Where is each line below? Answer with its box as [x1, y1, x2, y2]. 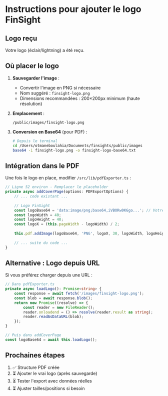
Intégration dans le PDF [5, 161, 79, 170]
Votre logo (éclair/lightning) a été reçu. [5, 47, 85, 53]
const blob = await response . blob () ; [14, 295, 93, 300]
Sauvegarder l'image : [12, 75, 60, 81]
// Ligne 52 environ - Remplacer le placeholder [5, 184, 108, 189]
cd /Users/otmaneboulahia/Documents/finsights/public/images [12, 143, 143, 148]
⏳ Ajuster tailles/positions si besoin [12, 385, 85, 391]
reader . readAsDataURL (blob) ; [23, 314, 84, 319]
